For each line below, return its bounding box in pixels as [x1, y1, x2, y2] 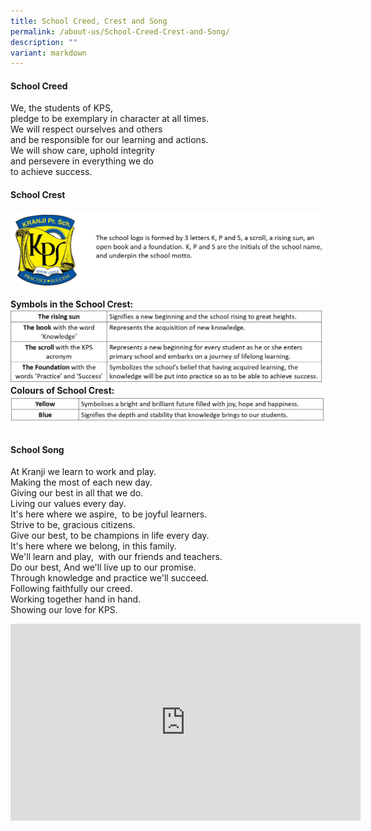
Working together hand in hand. [10, 593, 142, 605]
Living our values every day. [10, 498, 127, 510]
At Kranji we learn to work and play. [10, 466, 157, 478]
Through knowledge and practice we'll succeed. [10, 572, 210, 584]
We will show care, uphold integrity [10, 145, 155, 157]
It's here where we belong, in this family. [10, 540, 177, 552]
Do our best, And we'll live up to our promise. [10, 561, 197, 574]
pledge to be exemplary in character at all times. [10, 113, 210, 125]
